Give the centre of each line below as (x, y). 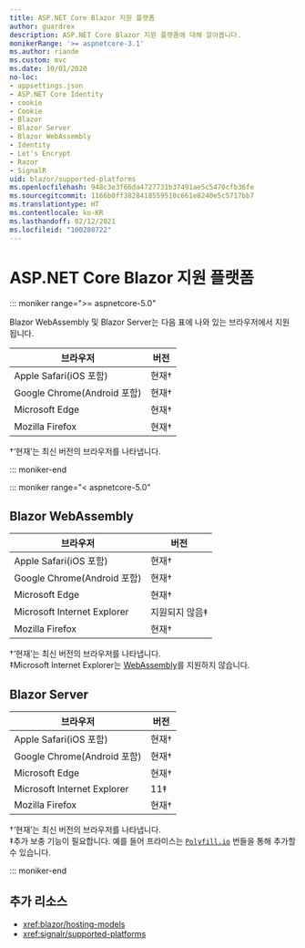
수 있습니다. (30, 852)
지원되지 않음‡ (179, 613)
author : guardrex (42, 26)
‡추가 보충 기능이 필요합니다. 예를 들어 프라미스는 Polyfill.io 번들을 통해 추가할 (152, 841)
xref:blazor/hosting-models (74, 924)
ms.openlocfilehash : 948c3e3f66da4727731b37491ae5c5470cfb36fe (132, 188)
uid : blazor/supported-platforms (73, 179)
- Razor (24, 162)
